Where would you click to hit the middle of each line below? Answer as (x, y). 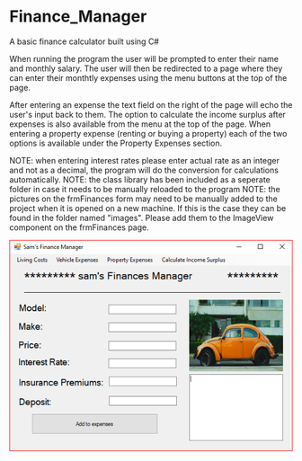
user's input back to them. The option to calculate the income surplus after (147, 114)
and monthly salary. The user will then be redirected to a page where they (146, 68)
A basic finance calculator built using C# (84, 41)
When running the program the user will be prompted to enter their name (144, 58)
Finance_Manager (78, 17)
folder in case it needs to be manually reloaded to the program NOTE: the (145, 189)
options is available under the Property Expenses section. (116, 143)
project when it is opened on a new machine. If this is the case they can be (148, 208)
